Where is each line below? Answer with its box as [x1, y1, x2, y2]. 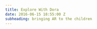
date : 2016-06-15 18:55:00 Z [5, 12, 66, 17]
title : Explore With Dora [5, 7, 59, 12]
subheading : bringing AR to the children [5, 16, 93, 21]
